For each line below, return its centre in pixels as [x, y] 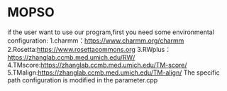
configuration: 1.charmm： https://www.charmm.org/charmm [96, 41]
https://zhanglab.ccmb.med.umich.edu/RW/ [71, 57]
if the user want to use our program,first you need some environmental [111, 32]
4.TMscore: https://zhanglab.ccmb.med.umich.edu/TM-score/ [97, 65]
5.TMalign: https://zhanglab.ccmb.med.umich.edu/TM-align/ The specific [113, 73]
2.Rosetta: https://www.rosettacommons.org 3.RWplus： [89, 49]
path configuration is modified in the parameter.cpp [83, 80]
